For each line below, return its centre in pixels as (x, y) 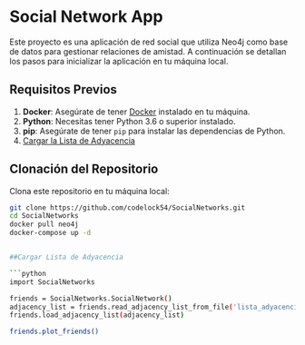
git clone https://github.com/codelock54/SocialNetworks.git (128, 207)
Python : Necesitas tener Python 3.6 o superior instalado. (129, 121)
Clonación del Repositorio (84, 169)
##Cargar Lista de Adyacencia (67, 257)
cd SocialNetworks (44, 216)
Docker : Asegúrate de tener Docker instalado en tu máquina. (136, 112)
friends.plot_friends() (54, 332)
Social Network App (86, 17)
